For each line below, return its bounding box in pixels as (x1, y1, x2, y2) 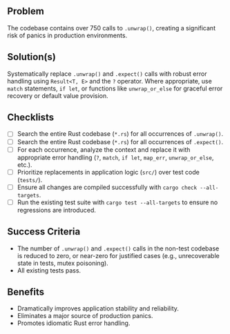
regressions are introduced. (17, 206, 97, 214)
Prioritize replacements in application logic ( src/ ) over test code (17, 168, 200, 176)
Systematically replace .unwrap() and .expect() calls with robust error (7, 69, 207, 78)
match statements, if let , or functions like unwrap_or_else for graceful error (7, 84, 223, 92)
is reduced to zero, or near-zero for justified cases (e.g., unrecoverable (17, 251, 220, 259)
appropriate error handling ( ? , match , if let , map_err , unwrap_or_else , (17, 153, 214, 161)
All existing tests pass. (17, 266, 82, 275)
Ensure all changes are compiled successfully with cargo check (17, 183, 198, 191)
